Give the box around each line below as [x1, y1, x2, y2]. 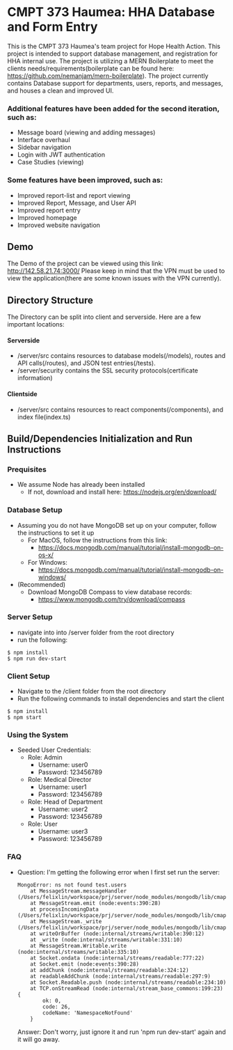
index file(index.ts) [17, 412, 71, 421]
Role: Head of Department [27, 798, 103, 806]
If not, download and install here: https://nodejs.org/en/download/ [27, 488, 217, 496]
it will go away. [17, 1035, 61, 1043]
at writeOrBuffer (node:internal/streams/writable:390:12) [30, 930, 205, 937]
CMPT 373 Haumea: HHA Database [7, 4, 216, 20]
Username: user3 [38, 827, 88, 836]
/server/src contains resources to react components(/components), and [17, 405, 224, 414]
